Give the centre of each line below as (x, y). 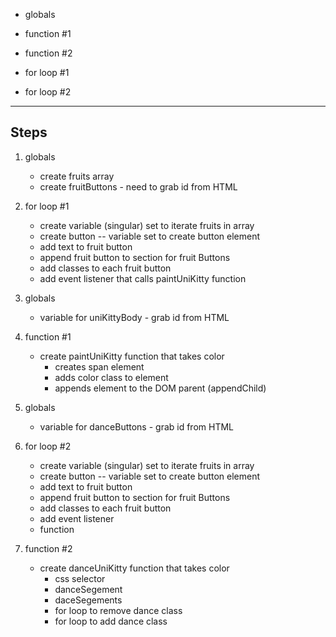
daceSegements (88, 600)
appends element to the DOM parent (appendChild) (160, 388)
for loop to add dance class (111, 621)
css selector (80, 578)
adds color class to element (111, 377)
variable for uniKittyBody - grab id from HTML (134, 317)
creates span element (99, 366)
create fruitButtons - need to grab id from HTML (138, 186)
